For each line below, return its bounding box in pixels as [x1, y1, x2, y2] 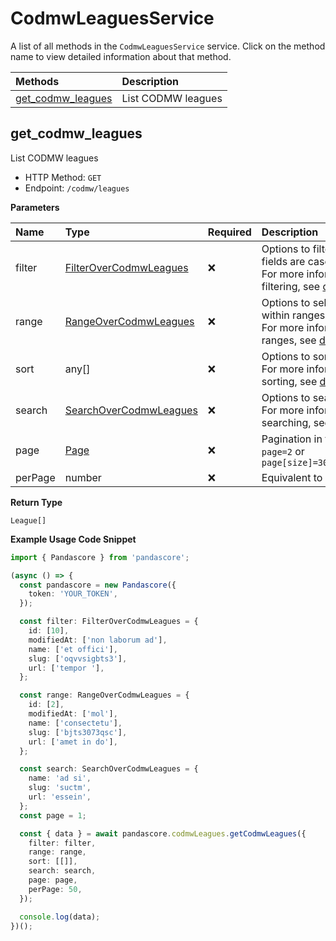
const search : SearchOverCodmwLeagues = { [19, 764, 199, 774]
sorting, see [261, 374, 318, 388]
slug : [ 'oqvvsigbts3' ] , [28, 653, 128, 664]
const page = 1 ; [19, 810, 87, 821]
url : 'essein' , [28, 792, 92, 802]
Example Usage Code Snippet [10, 533, 137, 545]
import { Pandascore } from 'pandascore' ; [10, 552, 190, 562]
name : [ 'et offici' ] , [28, 644, 118, 654]
